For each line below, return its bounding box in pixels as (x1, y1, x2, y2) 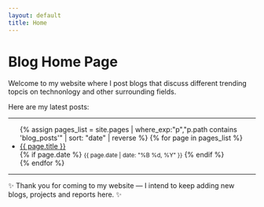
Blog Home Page (8, 53, 118, 71)
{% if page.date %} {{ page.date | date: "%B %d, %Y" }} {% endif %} (19, 150, 225, 160)
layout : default (8, 11, 61, 20)
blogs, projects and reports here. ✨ (8, 190, 122, 199)
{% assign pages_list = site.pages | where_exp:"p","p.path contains (19, 125, 237, 135)
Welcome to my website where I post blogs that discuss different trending (8, 79, 247, 88)
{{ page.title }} (19, 142, 66, 151)
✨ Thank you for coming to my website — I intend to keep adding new (8, 181, 235, 190)
